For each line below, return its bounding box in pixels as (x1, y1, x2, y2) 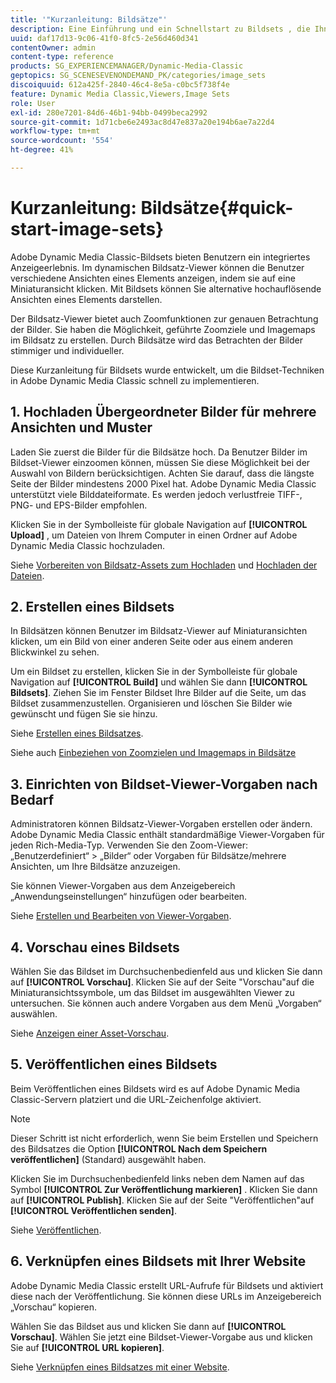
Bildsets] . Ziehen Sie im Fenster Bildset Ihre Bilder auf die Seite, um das (10, 687, 307, 699)
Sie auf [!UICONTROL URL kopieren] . (10, 1341, 165, 1353)
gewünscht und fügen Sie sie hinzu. (10, 708, 158, 720)
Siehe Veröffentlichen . (10, 1224, 102, 1236)
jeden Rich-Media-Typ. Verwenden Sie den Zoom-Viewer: (10, 839, 248, 851)
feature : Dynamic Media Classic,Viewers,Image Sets (10, 89, 230, 99)
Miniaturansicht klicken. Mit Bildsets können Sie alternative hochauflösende (10, 282, 322, 295)
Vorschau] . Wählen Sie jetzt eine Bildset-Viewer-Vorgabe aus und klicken (10, 1331, 313, 1343)
